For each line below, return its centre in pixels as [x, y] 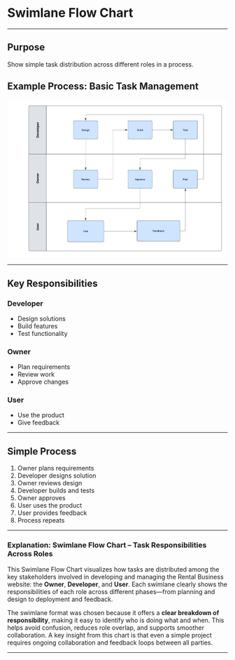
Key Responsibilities [52, 283]
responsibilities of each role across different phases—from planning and [111, 591]
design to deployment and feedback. [60, 599]
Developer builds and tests [56, 491]
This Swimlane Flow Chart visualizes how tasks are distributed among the [113, 569]
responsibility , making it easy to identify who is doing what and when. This [116, 620]
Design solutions [42, 318]
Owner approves [41, 498]
